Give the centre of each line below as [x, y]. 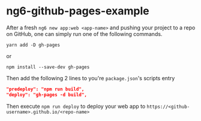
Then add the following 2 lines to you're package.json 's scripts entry [91, 78]
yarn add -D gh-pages [33, 45]
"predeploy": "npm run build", [45, 89]
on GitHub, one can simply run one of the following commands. [84, 34]
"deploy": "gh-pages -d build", [46, 95]
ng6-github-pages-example [78, 11]
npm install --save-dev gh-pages [48, 67]
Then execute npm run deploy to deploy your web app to [76, 106]
